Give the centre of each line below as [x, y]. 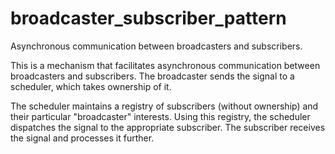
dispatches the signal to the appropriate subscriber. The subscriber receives [168, 127]
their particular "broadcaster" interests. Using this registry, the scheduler [160, 116]
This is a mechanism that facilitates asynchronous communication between [165, 65]
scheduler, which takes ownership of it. [91, 86]
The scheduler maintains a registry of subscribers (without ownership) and [164, 106]
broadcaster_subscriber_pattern [148, 18]
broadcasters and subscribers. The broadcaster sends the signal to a [152, 76]
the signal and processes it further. [82, 138]
